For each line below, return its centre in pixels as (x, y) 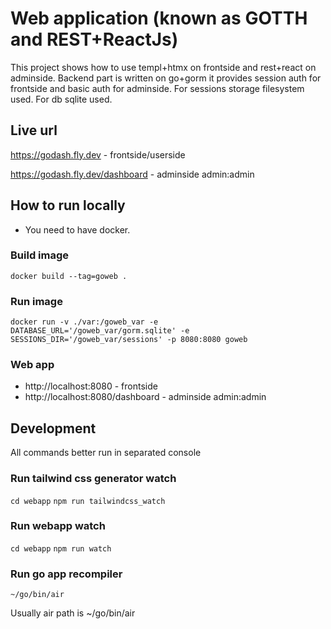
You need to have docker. (77, 229)
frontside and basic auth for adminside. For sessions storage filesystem (157, 88)
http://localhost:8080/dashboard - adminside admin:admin (145, 397)
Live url (34, 130)
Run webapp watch (58, 526)
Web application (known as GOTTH (159, 18)
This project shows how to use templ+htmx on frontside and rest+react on (163, 67)
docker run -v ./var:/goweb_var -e (84, 322)
